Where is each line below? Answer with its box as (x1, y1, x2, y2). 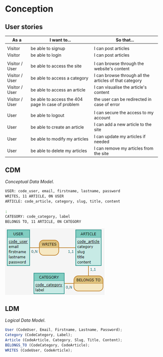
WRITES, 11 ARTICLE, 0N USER (5, 194, 64, 199)
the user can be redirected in (94, 96, 152, 102)
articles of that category (94, 78, 142, 83)
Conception (5, 3, 53, 15)
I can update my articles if (94, 133, 146, 139)
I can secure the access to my (94, 110, 154, 115)
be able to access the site (31, 63, 82, 69)
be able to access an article (31, 87, 86, 93)
